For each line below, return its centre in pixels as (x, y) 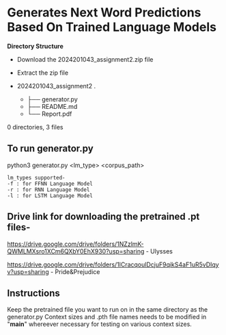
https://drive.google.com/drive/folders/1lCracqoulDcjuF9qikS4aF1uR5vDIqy (113, 264)
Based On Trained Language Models (112, 27)
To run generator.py (50, 149)
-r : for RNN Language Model (48, 190)
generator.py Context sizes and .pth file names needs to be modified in (107, 317)
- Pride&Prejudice (75, 271)
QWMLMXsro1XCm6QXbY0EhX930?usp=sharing (76, 251)
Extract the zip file (43, 73)
